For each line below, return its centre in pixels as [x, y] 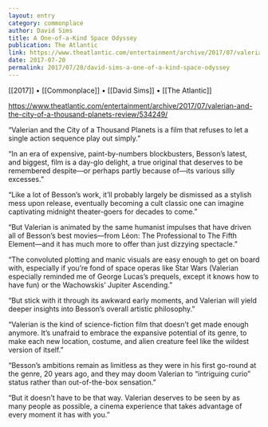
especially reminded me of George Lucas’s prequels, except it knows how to [134, 276]
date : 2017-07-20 [37, 61]
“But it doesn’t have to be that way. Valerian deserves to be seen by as [124, 397]
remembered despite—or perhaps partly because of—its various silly [122, 170]
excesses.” [26, 179]
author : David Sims [41, 30]
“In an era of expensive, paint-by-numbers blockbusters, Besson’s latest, [128, 153]
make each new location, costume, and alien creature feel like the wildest [129, 341]
